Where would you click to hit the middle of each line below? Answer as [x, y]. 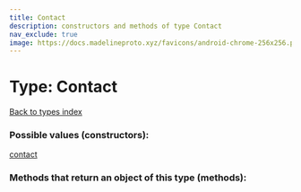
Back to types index [46, 112]
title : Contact [38, 17]
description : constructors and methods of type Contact [116, 26]
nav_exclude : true [43, 34]
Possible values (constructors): [79, 135]
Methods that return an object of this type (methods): [128, 178]
